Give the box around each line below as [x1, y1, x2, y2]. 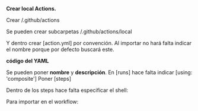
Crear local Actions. [6, 5, 56, 12]
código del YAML [6, 58, 49, 64]
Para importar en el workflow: [6, 98, 79, 105]
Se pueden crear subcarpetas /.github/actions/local [6, 28, 132, 35]
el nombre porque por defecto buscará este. [6, 46, 114, 53]
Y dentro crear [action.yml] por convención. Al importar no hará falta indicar [6, 40, 192, 46]
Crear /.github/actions [6, 17, 60, 23]
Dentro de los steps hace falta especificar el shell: [6, 87, 129, 94]
